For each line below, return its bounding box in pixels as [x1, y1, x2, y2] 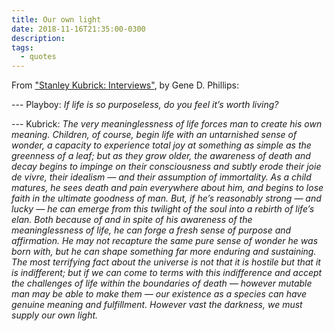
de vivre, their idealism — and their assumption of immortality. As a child [11, 171, 312, 183]
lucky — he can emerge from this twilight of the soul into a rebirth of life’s [11, 203, 315, 215]
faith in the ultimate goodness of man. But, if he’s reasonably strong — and [11, 192, 322, 205]
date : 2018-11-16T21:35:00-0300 [11, 24, 146, 34]
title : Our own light [11, 14, 102, 25]
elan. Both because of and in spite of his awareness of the [11, 214, 253, 226]
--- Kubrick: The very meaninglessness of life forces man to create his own [11, 118, 323, 130]
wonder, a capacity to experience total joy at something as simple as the [11, 139, 312, 151]
